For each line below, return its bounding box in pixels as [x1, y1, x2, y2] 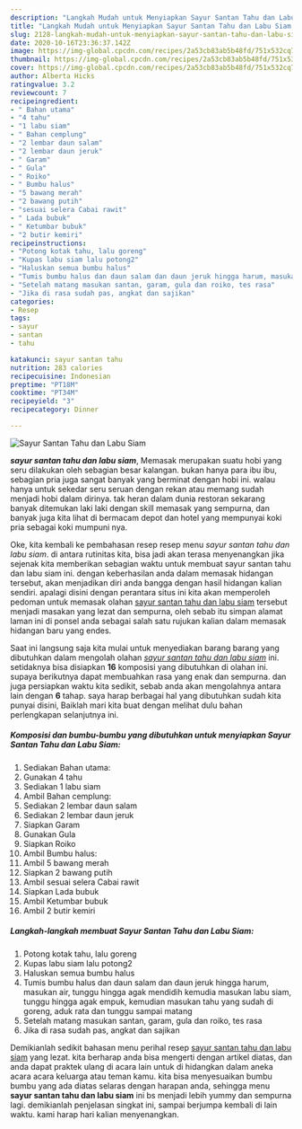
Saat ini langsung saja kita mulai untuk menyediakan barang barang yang [10, 642, 280, 653]
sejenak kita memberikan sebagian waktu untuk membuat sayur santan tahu [10, 558, 291, 569]
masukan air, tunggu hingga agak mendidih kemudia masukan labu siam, [22, 986, 292, 997]
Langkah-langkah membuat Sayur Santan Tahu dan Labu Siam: [10, 926, 255, 937]
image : [10, 47, 35, 56]
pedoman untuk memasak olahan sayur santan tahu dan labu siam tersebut [10, 596, 288, 607]
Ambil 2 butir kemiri [22, 904, 96, 916]
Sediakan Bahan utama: [22, 762, 111, 772]
